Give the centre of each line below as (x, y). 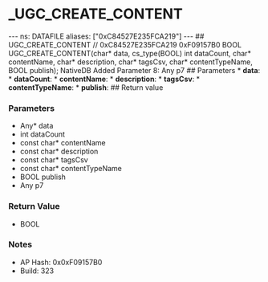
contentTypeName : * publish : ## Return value (86, 87)
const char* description (59, 151)
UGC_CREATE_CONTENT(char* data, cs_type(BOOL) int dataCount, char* (130, 53)
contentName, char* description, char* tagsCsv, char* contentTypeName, (130, 62)
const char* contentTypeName (71, 169)
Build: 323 (37, 271)
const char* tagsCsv (54, 160)
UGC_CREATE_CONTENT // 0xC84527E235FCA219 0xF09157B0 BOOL (125, 44)
